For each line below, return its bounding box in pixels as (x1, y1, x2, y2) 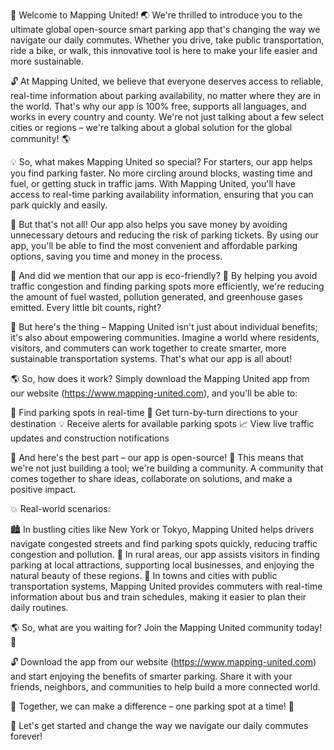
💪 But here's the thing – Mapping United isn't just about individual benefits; (10, 321, 318, 333)
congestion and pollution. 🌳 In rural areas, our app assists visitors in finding (10, 549, 320, 560)
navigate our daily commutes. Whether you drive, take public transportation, (10, 34, 325, 46)
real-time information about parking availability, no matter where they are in (10, 90, 322, 101)
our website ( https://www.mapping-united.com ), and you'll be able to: (10, 387, 298, 399)
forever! (10, 730, 43, 742)
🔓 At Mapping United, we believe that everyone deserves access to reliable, (10, 75, 324, 87)
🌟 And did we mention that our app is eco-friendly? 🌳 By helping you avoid (10, 270, 318, 281)
